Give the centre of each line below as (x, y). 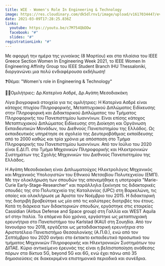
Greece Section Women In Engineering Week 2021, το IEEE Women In (75, 61)
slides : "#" (22, 37)
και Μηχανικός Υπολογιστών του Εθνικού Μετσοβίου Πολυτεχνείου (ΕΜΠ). (82, 174)
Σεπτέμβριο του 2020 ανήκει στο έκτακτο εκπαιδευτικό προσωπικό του (77, 237)
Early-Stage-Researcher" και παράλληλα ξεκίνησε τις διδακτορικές (86, 185)
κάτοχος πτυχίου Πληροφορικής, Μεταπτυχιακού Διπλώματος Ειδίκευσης (80, 107)
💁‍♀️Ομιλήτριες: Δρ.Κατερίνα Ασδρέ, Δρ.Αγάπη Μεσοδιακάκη (66, 93)
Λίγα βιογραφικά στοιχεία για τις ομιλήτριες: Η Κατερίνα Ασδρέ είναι (76, 102)
